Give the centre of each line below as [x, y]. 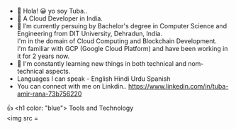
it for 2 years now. [43, 56]
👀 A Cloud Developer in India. [60, 18]
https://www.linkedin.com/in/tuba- [178, 86]
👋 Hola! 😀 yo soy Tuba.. [52, 11]
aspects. [58, 71]
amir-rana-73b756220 [49, 94]
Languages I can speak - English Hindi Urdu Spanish [94, 79]
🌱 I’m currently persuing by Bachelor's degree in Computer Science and [122, 26]
